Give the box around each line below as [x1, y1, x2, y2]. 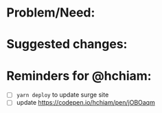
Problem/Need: [6, 5, 95, 21]
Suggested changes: [6, 37, 128, 52]
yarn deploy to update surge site [16, 91, 109, 99]
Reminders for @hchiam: [6, 68, 152, 83]
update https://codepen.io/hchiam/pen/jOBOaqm [16, 99, 155, 107]
